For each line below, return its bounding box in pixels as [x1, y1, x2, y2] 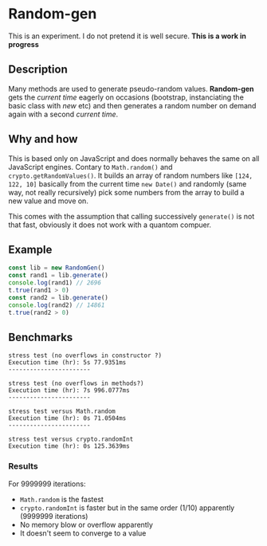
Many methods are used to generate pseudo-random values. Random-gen [8, 84, 254, 93]
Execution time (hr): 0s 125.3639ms [8, 442, 130, 450]
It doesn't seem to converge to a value [19, 528, 147, 538]
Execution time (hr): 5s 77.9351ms [8, 359, 127, 367]
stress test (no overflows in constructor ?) [8, 352, 162, 359]
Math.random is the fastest [19, 494, 104, 504]
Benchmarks [8, 330, 73, 344]
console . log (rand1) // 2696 [8, 279, 102, 287]
